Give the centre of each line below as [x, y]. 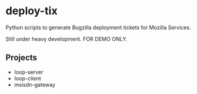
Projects [21, 58]
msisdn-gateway [35, 84]
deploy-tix [32, 11]
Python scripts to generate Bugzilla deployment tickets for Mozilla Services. [98, 27]
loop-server [29, 72]
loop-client [27, 78]
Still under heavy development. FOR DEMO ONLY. [67, 39]
